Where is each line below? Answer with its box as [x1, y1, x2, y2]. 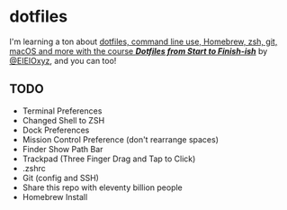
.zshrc [22, 162, 47, 173]
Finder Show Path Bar [22, 143, 103, 154]
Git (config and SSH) [22, 172, 99, 183]
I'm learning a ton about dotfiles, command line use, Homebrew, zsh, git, [9, 36, 278, 47]
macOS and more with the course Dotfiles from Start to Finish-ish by [9, 45, 268, 56]
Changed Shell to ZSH [22, 114, 105, 125]
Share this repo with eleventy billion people [22, 182, 183, 193]
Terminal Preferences [22, 105, 103, 116]
